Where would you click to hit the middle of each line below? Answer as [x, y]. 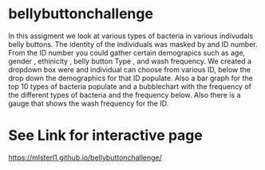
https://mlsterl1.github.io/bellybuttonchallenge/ [85, 157]
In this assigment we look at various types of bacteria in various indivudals [131, 36]
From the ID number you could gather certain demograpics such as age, [127, 52]
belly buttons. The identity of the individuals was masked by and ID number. [133, 44]
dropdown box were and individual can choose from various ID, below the [130, 69]
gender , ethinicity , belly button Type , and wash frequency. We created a [130, 61]
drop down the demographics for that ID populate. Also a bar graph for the [131, 78]
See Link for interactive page [106, 135]
